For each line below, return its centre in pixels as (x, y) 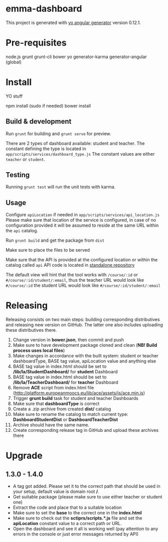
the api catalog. (22, 231)
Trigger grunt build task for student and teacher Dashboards (75, 398)
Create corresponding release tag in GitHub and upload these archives (86, 430)
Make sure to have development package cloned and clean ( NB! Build (85, 345)
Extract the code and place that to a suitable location (67, 507)
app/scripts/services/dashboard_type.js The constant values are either (80, 154)
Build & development (38, 121)
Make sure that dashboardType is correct (56, 404)
